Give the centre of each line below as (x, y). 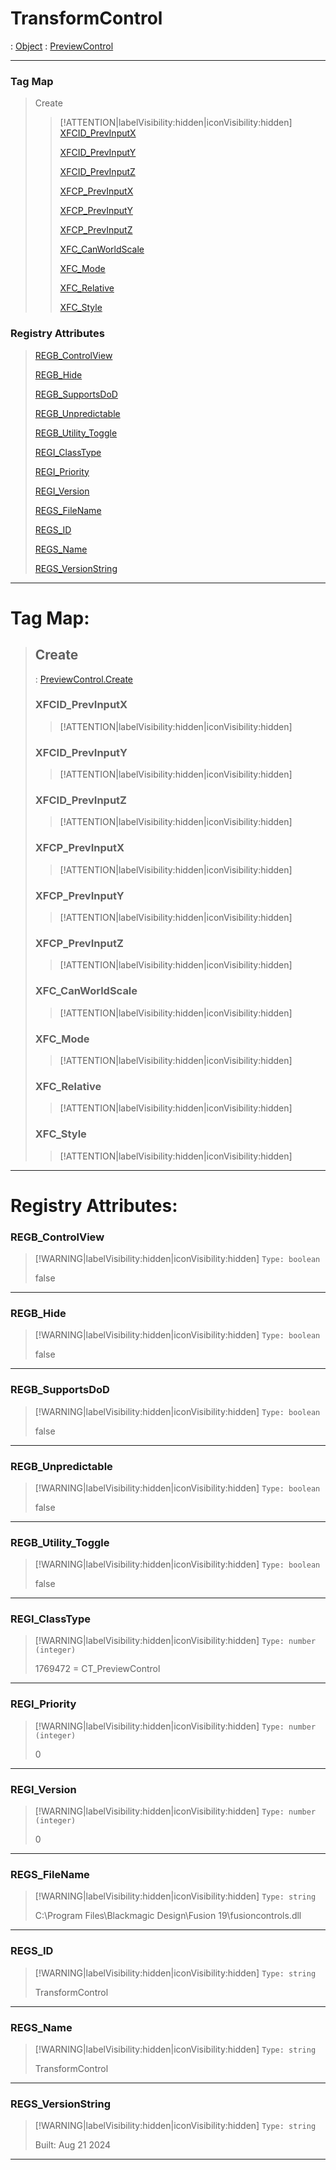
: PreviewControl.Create (84, 679)
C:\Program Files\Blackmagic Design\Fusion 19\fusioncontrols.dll (168, 1916)
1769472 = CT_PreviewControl (97, 1669)
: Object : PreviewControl (62, 46)
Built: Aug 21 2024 (73, 2145)
